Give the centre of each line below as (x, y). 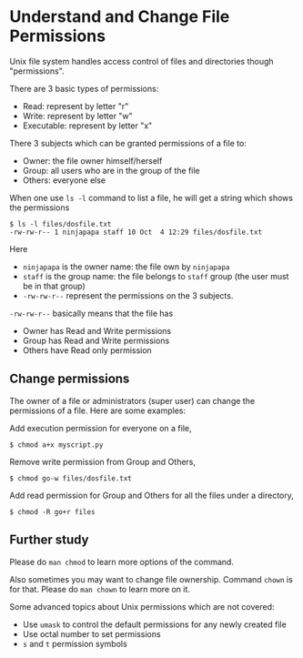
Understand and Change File (120, 17)
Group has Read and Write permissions (96, 340)
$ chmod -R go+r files (52, 511)
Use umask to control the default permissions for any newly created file (154, 624)
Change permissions (70, 379)
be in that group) (54, 286)
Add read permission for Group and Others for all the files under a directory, (151, 495)
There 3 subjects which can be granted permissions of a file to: (128, 143)
